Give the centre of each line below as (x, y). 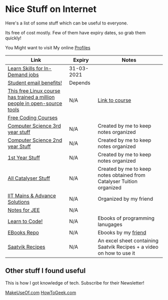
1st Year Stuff (24, 157)
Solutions (19, 202)
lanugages (110, 224)
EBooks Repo (23, 232)
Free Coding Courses (33, 117)
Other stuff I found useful (45, 271)
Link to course (114, 100)
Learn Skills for (25, 68)
